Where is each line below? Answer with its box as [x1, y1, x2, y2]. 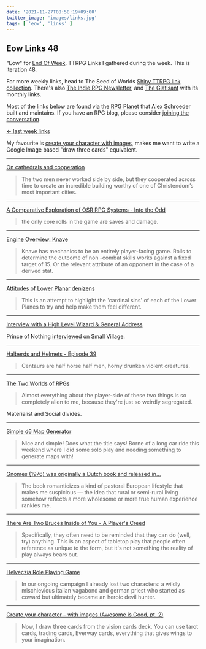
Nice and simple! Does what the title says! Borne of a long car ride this [21, 440, 199, 447]
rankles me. [21, 502, 51, 509]
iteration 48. [6, 66, 37, 74]
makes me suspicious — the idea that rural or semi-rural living [21, 489, 178, 496]
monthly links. [6, 91, 42, 98]
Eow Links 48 [6, 43, 59, 53]
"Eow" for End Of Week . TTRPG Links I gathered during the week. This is [6, 60, 190, 67]
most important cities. [21, 188, 77, 196]
